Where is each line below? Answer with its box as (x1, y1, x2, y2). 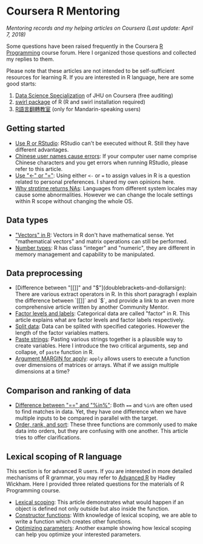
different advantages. (15, 146, 69, 153)
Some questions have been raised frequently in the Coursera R (6, 42, 164, 50)
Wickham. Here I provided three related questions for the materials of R (6, 480, 184, 488)
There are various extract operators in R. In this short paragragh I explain (15, 290, 197, 298)
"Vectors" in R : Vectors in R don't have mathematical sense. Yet (15, 231, 174, 238)
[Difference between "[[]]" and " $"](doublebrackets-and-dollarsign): (15, 284, 187, 292)
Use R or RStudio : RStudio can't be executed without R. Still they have (15, 139, 190, 147)
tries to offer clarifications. (15, 434, 82, 441)
